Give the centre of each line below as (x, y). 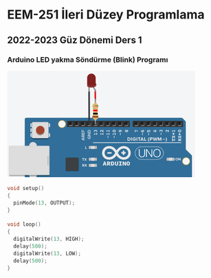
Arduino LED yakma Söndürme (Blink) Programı (88, 60)
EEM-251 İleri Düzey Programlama (106, 15)
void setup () (26, 188)
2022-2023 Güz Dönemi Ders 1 (75, 40)
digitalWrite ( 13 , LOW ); (47, 253)
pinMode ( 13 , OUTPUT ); (44, 202)
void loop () (24, 224)
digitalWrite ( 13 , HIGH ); (49, 239)
